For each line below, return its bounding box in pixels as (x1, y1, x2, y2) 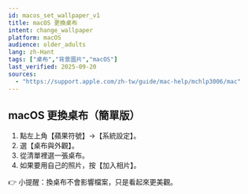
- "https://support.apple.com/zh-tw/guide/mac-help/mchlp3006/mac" (15, 77, 242, 85)
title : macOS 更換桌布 (8, 19, 78, 27)
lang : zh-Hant (8, 48, 55, 56)
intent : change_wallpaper (8, 26, 93, 34)
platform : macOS (8, 33, 61, 42)
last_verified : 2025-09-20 (8, 63, 97, 71)
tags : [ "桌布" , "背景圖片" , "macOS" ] (8, 56, 118, 64)
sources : (8, 70, 37, 78)
